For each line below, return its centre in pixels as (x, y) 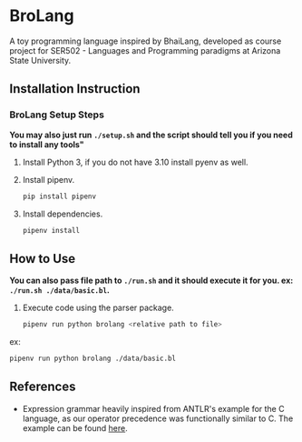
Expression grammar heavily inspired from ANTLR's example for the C (153, 408)
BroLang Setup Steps (57, 115)
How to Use (43, 259)
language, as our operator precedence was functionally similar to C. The (158, 418)
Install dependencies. (63, 214)
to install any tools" (47, 144)
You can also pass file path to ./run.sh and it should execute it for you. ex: (151, 281)
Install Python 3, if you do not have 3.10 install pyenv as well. (135, 162)
